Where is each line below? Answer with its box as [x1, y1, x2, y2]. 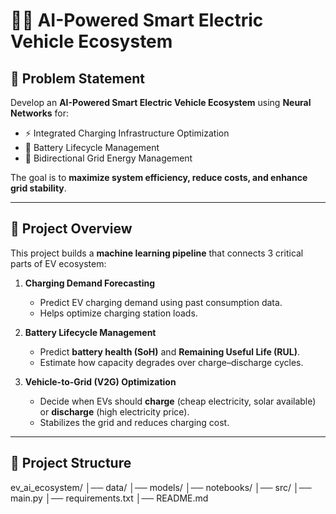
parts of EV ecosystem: [10, 257, 107, 269]
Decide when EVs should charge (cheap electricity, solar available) [39, 395, 317, 407]
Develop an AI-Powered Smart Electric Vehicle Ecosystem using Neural [10, 97, 312, 108]
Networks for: [10, 107, 70, 119]
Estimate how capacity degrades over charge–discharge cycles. [39, 356, 304, 368]
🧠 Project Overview [10, 220, 133, 238]
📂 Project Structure [10, 455, 132, 472]
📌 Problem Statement [10, 70, 146, 87]
